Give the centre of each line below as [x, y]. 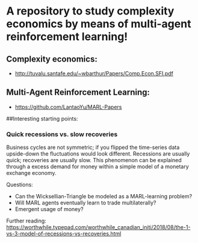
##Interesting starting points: [42, 118]
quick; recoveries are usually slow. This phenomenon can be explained [94, 160]
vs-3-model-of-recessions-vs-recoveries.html [64, 234]
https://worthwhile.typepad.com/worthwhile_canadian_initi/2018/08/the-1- [98, 227]
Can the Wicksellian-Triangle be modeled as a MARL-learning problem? [104, 197]
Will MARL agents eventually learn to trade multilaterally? [85, 203]
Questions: [20, 185]
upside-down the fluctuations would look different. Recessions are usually [98, 154]
